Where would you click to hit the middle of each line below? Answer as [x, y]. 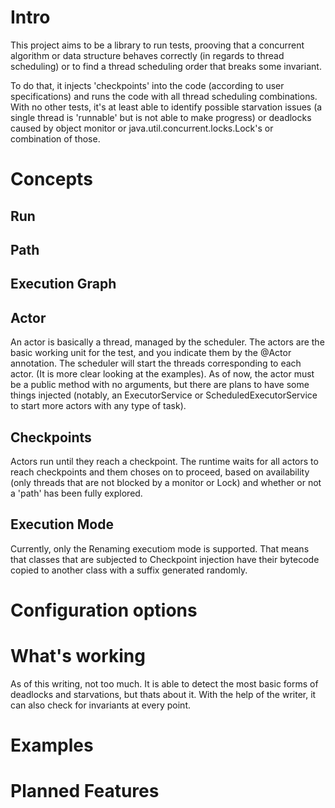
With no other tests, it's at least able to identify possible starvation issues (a [166, 107]
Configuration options [104, 610]
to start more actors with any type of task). [98, 406]
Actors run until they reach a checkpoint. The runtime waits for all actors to [164, 461]
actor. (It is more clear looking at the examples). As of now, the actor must [162, 374]
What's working [78, 656]
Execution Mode [62, 524]
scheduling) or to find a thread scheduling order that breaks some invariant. [166, 66]
